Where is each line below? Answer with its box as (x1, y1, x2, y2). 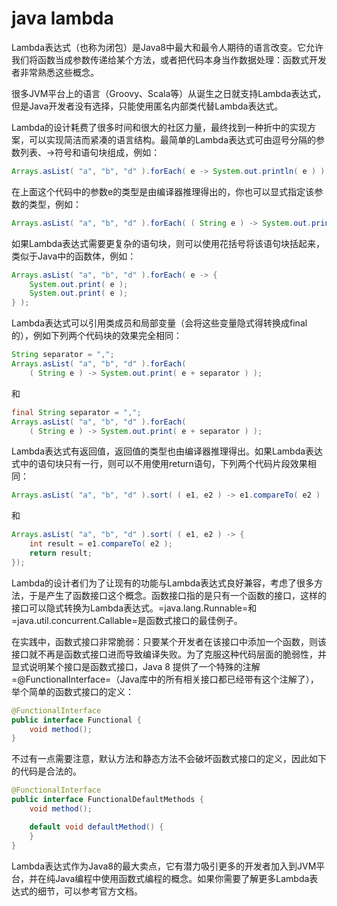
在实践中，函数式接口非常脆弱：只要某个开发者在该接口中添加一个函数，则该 (11, 635, 327, 647)
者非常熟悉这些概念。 (11, 66, 99, 78)
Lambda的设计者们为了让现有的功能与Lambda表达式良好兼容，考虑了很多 (11, 577, 315, 589)
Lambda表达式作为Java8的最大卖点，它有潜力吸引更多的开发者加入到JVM (11, 860, 317, 872)
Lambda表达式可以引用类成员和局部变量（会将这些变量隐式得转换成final (11, 317, 308, 329)
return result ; (29, 548, 93, 559)
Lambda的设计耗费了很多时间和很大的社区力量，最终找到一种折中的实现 (11, 121, 308, 133)
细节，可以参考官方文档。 (37, 885, 143, 897)
